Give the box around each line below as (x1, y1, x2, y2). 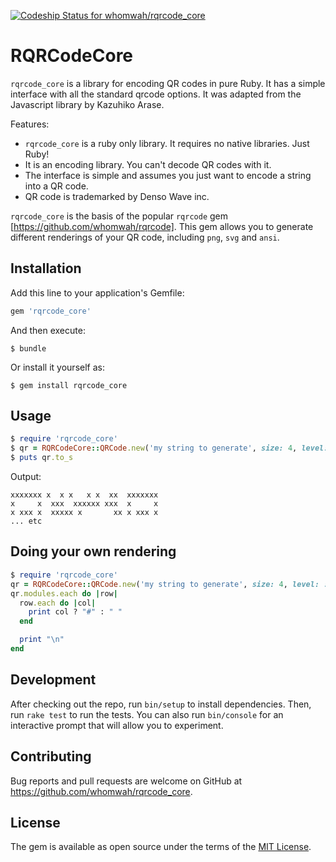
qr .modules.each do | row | (10, 588, 118, 599)
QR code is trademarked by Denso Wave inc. (24, 190, 210, 202)
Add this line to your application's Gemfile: (10, 286, 185, 299)
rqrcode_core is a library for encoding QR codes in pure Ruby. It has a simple (10, 77, 326, 89)
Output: (10, 471, 42, 483)
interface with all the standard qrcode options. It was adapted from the (10, 88, 302, 100)
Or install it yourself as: (10, 361, 105, 373)
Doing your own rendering (10, 543, 177, 560)
